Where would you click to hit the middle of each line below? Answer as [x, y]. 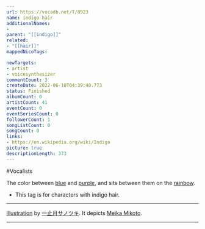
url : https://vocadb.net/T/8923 [47, 12]
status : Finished [28, 91]
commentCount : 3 [27, 80]
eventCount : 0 [24, 108]
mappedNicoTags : [27, 52]
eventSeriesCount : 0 [33, 114]
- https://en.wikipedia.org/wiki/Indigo [59, 142]
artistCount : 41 [27, 103]
